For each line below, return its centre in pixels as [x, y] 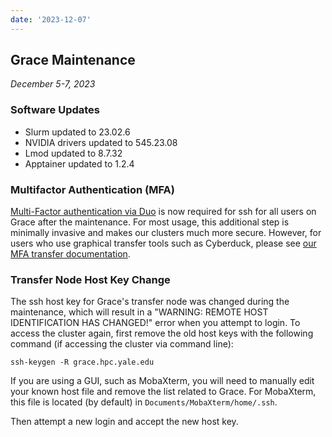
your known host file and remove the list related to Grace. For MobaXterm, [163, 392]
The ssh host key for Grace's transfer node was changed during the [150, 302]
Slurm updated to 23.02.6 [77, 132]
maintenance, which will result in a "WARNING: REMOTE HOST [139, 312]
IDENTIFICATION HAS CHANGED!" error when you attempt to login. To [155, 323]
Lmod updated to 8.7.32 [73, 153]
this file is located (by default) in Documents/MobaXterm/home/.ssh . [144, 402]
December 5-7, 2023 [53, 84]
